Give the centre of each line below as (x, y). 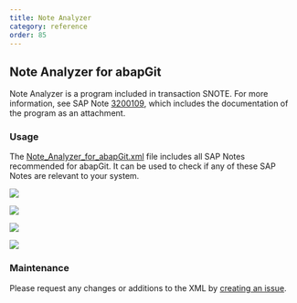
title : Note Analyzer (51, 18)
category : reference (49, 26)
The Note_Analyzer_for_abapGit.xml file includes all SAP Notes (127, 157)
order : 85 (28, 35)
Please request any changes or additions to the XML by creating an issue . (148, 287)
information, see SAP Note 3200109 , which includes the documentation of (149, 104)
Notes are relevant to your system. (74, 176)
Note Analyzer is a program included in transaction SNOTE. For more (139, 94)
